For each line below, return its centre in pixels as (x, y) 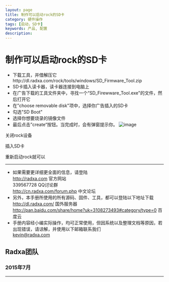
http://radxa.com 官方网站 (39, 178)
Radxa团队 (22, 252)
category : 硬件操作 (24, 19)
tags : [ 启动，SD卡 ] (24, 24)
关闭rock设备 (19, 135)
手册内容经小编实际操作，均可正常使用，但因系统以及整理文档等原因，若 (87, 222)
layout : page (19, 10)
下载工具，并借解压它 (34, 75)
